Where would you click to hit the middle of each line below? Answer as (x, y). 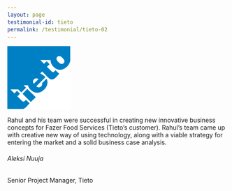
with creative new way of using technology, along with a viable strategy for (115, 135)
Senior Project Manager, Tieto (50, 180)
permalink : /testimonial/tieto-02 (58, 29)
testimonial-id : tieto (40, 22)
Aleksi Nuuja (26, 158)
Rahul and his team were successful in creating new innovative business (111, 120)
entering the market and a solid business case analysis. (87, 142)
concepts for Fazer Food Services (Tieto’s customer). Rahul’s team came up (116, 128)
